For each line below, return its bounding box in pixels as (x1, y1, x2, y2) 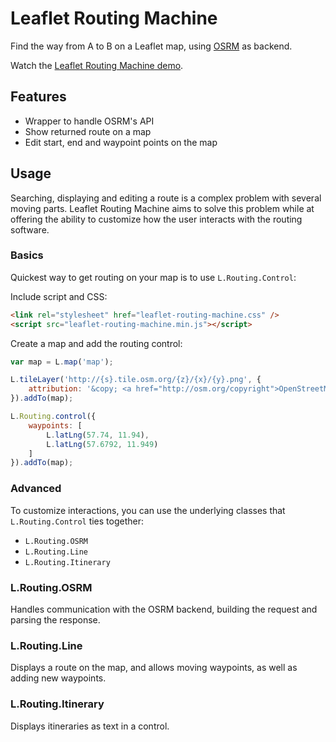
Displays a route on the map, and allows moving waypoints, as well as (10, 662, 298, 674)
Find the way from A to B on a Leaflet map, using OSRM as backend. (10, 40, 293, 52)
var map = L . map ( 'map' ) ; (10, 357, 114, 367)
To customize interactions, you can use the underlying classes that (10, 504, 286, 516)
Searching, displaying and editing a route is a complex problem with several (10, 192, 322, 204)
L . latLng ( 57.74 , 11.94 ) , (46, 430, 150, 440)
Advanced (10, 482, 62, 496)
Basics (10, 248, 44, 262)
